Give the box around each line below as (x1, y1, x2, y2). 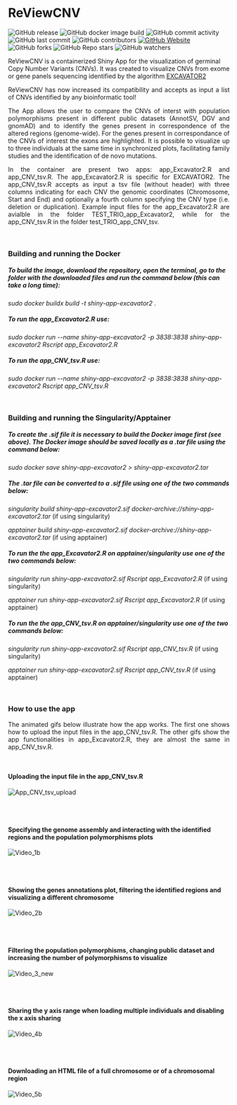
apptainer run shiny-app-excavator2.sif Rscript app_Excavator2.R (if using (8, 595, 226, 604)
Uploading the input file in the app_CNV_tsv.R (8, 773, 143, 781)
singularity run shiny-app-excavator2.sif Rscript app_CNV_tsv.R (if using (8, 644, 219, 653)
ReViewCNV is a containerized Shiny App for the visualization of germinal (8, 56, 221, 65)
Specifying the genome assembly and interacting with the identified (8, 825, 212, 834)
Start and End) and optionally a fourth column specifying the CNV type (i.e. (8, 195, 230, 204)
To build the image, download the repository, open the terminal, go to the (8, 266, 226, 275)
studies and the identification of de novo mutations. (8, 151, 158, 160)
